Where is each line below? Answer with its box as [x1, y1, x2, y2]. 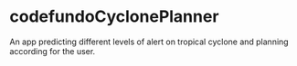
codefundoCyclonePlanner [9, 6, 219, 27]
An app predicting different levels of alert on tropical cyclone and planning [9, 36, 290, 47]
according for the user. [9, 45, 96, 56]
